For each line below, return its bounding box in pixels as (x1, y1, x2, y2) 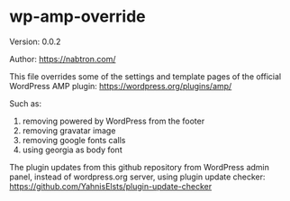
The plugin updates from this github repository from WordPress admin (9, 161, 270, 172)
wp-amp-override (9, 6, 146, 27)
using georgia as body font (22, 144, 123, 155)
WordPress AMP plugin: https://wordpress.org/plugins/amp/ (9, 80, 232, 91)
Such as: (9, 97, 42, 109)
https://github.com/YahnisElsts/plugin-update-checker (9, 180, 213, 191)
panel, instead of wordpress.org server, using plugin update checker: (9, 171, 266, 182)
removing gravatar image (22, 124, 116, 136)
